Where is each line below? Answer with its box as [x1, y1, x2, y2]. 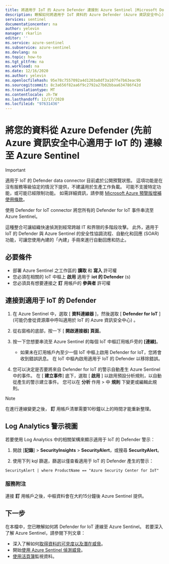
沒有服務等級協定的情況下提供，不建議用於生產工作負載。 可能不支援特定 [5, 184, 157, 190]
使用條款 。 [5, 197, 28, 203]
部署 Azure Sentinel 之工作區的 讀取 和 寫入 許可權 [12, 267, 117, 273]
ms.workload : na [5, 64, 39, 69]
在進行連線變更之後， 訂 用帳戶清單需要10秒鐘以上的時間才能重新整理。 [5, 405, 154, 412]
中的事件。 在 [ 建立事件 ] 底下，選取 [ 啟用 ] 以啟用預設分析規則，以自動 [12, 372, 162, 379]
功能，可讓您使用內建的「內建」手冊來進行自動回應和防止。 [5, 237, 129, 243]
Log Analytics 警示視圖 [5, 422, 78, 431]
